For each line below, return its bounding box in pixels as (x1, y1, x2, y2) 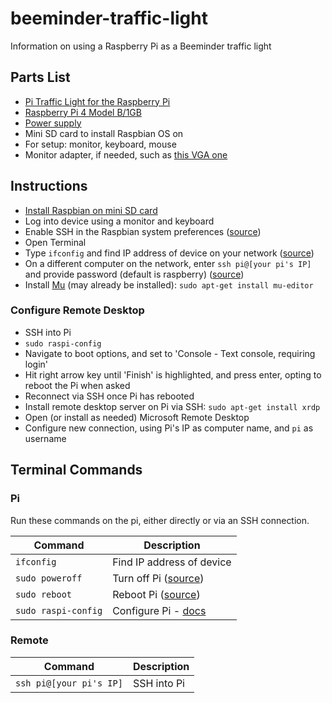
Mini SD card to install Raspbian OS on (24, 127, 184, 139)
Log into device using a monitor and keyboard (24, 215, 215, 227)
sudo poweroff (15, 572, 83, 584)
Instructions (10, 178, 88, 195)
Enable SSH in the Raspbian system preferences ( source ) (24, 225, 262, 237)
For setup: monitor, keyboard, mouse (24, 138, 177, 150)
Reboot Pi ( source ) (112, 587, 201, 601)
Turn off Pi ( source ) (112, 571, 205, 585)
